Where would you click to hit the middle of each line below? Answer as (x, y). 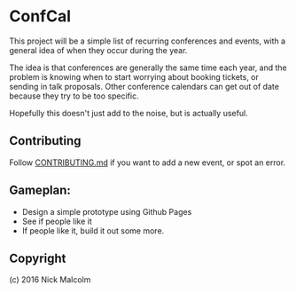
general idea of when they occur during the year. (98, 50)
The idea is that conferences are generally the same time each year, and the (148, 67)
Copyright (38, 258)
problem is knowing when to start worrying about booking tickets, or (134, 76)
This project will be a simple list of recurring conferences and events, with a (148, 41)
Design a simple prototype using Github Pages (107, 211)
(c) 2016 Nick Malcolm (50, 280)
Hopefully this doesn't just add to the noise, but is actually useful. (129, 113)
